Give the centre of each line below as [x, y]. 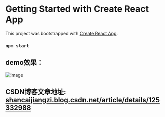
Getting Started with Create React [77, 9]
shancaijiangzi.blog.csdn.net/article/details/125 [82, 100]
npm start [17, 46]
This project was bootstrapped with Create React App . [62, 33]
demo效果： [24, 63]
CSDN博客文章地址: [36, 92]
